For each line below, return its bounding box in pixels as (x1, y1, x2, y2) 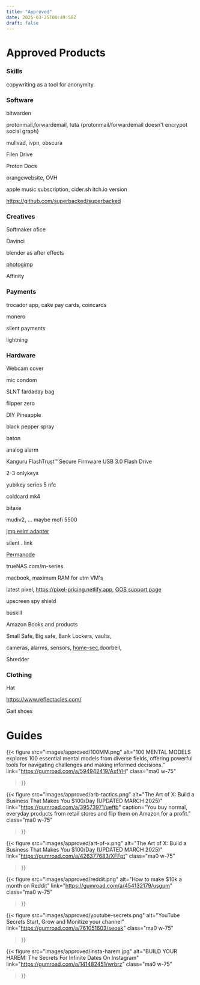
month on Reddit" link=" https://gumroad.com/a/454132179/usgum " (6, 882, 173, 890)
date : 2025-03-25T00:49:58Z (6, 14, 77, 20)
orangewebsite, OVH (6, 174, 58, 181)
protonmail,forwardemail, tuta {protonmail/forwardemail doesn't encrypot (6, 121, 188, 129)
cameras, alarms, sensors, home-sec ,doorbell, (6, 644, 122, 652)
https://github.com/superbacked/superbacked (6, 198, 121, 205)
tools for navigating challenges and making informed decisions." (6, 761, 165, 769)
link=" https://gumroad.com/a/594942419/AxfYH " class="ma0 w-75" (6, 768, 176, 775)
